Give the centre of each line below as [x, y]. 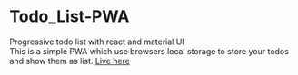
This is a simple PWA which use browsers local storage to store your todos [149, 51]
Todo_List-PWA [70, 17]
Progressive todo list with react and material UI [97, 42]
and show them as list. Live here [70, 61]
